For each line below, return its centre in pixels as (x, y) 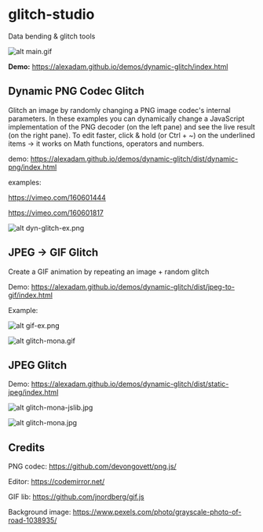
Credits (27, 448)
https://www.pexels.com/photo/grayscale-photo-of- (157, 512)
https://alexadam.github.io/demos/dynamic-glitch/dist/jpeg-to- (133, 286)
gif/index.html (31, 295)
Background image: (40, 512)
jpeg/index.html (33, 392)
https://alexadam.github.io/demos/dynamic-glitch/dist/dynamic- (134, 159)
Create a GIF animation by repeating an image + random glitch (109, 271)
